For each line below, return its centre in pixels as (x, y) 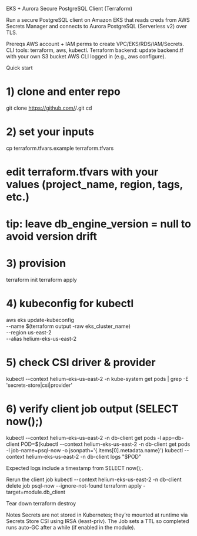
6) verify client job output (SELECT (92, 409)
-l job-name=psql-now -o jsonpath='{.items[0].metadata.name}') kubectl (95, 450)
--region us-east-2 (29, 333)
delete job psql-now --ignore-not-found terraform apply (74, 486)
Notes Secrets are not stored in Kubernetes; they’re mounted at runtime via (97, 515)
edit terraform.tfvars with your (82, 172)
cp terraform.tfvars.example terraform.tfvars (60, 148)
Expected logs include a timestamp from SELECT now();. (75, 468)
